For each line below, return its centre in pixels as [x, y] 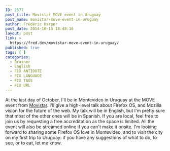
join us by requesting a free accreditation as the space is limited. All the [80, 121]
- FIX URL [20, 85]
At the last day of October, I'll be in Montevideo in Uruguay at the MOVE [80, 100]
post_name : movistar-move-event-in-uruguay [52, 19]
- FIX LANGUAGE [26, 76]
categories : [18, 57]
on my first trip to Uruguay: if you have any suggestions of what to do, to [81, 137]
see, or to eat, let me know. [33, 143]
